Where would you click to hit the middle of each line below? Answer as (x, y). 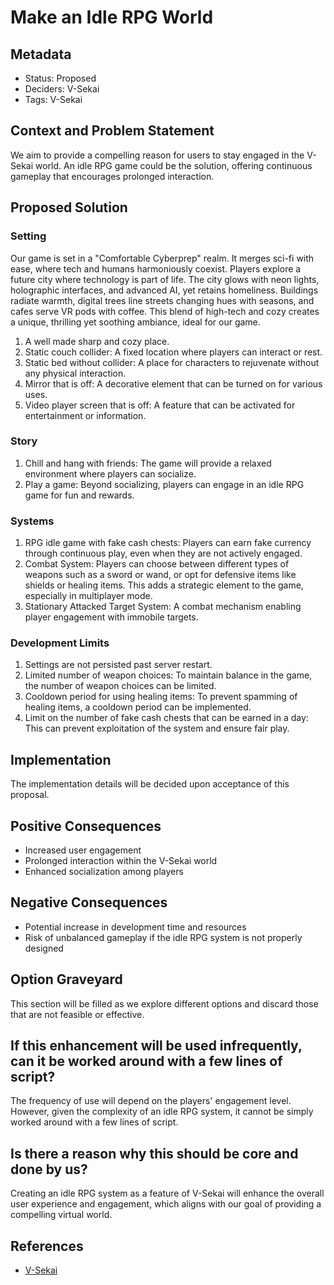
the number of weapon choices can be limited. (120, 686)
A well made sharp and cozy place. (97, 341)
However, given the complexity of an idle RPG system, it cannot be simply (162, 1112)
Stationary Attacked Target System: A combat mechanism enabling (163, 607)
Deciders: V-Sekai (62, 89)
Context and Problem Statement (112, 131)
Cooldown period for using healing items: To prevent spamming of (161, 697)
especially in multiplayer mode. (88, 596)
